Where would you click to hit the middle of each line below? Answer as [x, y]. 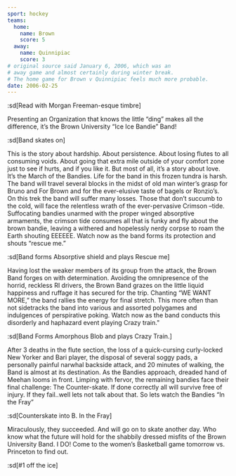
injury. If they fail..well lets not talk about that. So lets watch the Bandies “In [116, 395]
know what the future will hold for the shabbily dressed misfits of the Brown [117, 437]
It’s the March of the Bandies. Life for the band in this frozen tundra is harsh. [118, 176]
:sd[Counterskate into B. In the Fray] [60, 416]
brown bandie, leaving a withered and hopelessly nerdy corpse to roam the [116, 228]
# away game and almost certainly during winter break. [91, 72]
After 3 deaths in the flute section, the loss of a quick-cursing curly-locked [115, 350]
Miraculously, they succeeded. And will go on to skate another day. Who [112, 430]
